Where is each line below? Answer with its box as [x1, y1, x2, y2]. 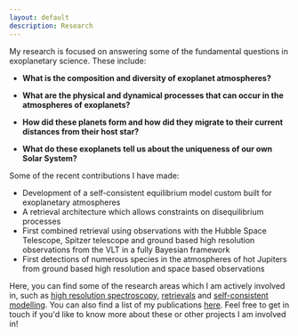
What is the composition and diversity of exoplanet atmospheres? [21, 72, 271, 83]
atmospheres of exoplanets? [21, 99, 131, 110]
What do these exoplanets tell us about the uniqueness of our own [21, 143, 273, 154]
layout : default [9, 12, 69, 22]
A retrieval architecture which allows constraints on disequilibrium [21, 206, 264, 217]
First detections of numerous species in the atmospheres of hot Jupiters [21, 253, 287, 264]
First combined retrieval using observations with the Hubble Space [21, 225, 267, 236]
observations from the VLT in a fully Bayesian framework [21, 244, 230, 255]
